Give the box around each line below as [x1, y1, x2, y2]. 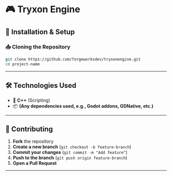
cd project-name [5, 62, 40, 67]
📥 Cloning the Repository [5, 43, 71, 50]
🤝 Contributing [5, 125, 53, 133]
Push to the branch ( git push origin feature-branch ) [12, 154, 127, 161]
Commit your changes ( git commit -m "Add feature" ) [12, 149, 128, 155]
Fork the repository [12, 139, 54, 145]
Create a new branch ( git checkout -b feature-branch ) [12, 144, 132, 150]
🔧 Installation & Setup [5, 27, 75, 36]
